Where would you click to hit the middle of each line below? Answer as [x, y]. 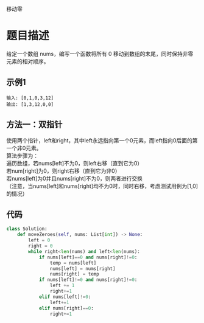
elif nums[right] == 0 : [66, 308]
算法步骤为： [22, 155]
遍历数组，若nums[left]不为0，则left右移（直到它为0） [75, 163]
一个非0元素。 [24, 148]
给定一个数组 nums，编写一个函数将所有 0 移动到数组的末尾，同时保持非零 [100, 54]
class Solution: [27, 229]
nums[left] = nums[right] [83, 269]
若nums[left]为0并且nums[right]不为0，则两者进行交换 [75, 178]
